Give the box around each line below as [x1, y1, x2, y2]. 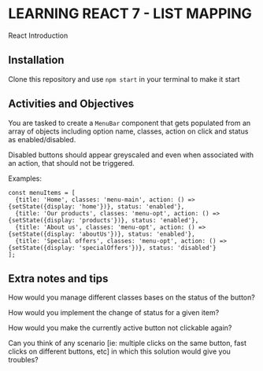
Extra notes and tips [8, 272, 109, 285]
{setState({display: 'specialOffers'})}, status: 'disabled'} [8, 244, 217, 252]
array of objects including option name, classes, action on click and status [8, 127, 249, 136]
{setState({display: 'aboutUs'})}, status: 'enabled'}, [8, 230, 195, 238]
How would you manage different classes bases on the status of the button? [8, 292, 256, 303]
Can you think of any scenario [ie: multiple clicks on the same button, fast [8, 339, 246, 348]
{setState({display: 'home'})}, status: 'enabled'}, [8, 202, 185, 211]
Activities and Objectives [8, 97, 135, 111]
